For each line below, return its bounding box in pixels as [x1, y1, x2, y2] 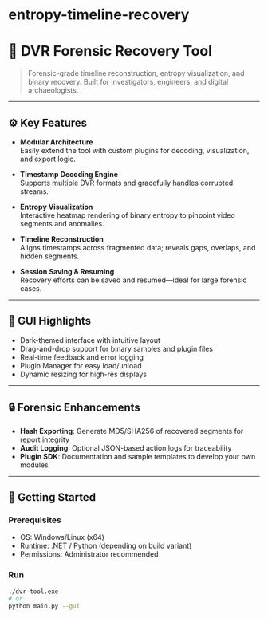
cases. [19, 283, 42, 293]
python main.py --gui [8, 602, 81, 611]
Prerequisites [8, 514, 61, 525]
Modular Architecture [19, 137, 93, 147]
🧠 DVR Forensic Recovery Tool [8, 42, 213, 61]
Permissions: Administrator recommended [19, 549, 159, 559]
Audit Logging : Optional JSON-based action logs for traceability [19, 443, 232, 452]
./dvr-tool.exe [8, 588, 59, 596]
